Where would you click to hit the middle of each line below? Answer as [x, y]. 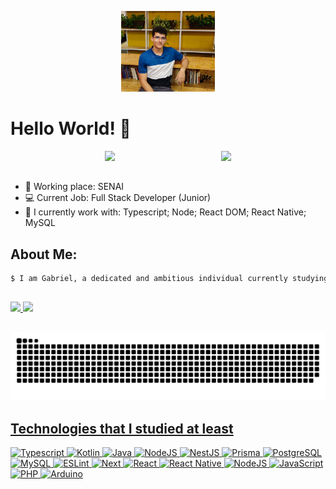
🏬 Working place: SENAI [74, 187]
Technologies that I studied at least [122, 428]
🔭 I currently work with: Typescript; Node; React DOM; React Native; [165, 212]
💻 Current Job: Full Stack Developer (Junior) [118, 198]
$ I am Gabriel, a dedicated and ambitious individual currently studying [169, 279]
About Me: [44, 254]
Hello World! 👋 [71, 128]
